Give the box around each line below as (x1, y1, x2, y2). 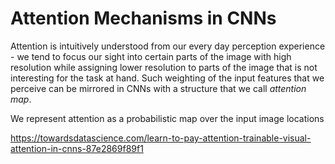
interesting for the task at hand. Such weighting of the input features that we (10, 72, 325, 84)
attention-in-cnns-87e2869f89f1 (10, 142, 144, 154)
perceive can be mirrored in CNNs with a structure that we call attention (10, 82, 307, 94)
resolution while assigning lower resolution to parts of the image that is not (10, 61, 318, 73)
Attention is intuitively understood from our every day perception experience (10, 40, 326, 52)
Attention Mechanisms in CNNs (10, 7, 277, 30)
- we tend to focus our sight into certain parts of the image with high (10, 50, 292, 62)
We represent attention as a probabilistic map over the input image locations (10, 112, 325, 124)
